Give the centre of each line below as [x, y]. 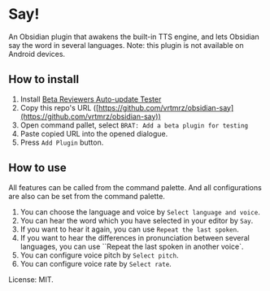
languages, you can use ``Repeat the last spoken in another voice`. [132, 246]
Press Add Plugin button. [62, 142]
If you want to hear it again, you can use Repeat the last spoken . [129, 229]
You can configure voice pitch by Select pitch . [99, 255]
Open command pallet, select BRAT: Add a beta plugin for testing [134, 125]
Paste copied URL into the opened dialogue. [94, 133]
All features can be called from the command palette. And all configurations [135, 187]
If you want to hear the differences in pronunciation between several [135, 237]
